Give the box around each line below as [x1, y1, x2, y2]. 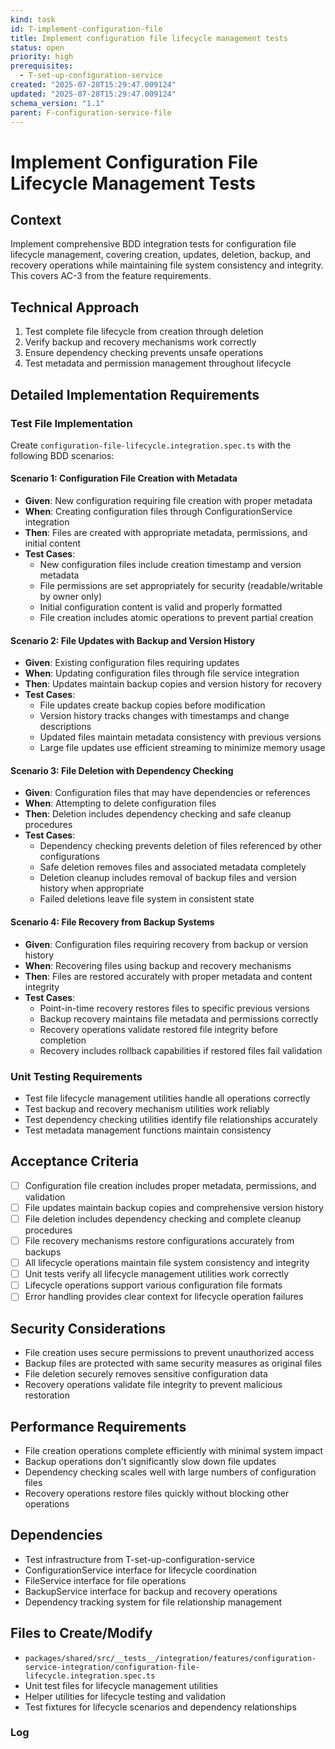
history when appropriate [39, 882, 145, 895]
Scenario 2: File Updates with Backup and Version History [10, 634, 256, 646]
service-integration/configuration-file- [24, 1662, 200, 1672]
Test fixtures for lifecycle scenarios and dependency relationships [24, 1701, 297, 1713]
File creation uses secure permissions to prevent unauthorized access [24, 1347, 315, 1359]
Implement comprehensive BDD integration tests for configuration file [10, 238, 297, 250]
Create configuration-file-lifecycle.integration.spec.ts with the [10, 439, 292, 451]
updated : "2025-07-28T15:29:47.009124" [10, 89, 177, 99]
